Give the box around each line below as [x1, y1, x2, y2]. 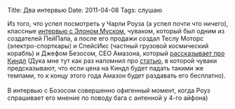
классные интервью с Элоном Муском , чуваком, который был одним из [7, 27, 225, 35]
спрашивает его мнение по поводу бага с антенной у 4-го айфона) [7, 94, 208, 102]
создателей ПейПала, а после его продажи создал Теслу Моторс [7, 34, 204, 43]
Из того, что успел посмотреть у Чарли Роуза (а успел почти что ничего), [7, 20, 229, 27]
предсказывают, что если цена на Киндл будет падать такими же [7, 64, 204, 72]
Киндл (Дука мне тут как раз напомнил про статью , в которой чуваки [7, 57, 217, 65]
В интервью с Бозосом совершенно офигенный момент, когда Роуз [7, 87, 210, 94]
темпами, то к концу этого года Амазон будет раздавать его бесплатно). [7, 71, 226, 80]
